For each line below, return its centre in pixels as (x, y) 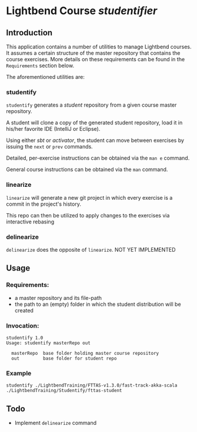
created (24, 310)
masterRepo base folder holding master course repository (85, 353)
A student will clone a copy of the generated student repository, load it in (94, 123)
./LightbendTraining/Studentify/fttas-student (64, 391)
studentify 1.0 (25, 338)
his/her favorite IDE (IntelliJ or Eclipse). (53, 129)
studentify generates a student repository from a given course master (91, 105)
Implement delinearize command (56, 423)
